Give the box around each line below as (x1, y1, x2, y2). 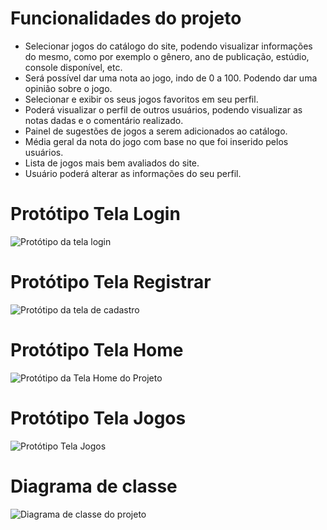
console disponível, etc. (24, 61, 123, 73)
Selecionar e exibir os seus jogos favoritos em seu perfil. (24, 93, 259, 105)
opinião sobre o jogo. (24, 82, 113, 94)
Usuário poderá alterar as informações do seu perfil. (24, 167, 242, 179)
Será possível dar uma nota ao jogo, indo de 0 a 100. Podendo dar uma (24, 72, 318, 84)
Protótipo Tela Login (10, 203, 181, 226)
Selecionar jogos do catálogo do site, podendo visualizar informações (24, 40, 313, 52)
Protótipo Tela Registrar (10, 271, 212, 294)
